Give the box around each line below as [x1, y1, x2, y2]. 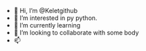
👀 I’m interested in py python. [13, 14, 98, 22]
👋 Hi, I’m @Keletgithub [13, 7, 78, 14]
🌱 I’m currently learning [13, 21, 81, 29]
